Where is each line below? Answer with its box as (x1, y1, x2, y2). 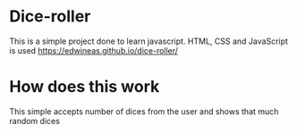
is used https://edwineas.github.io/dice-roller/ (9, 45, 179, 55)
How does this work (9, 77, 160, 97)
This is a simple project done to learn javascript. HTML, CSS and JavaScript (9, 36, 289, 46)
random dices (9, 115, 61, 126)
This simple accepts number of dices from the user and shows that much (9, 105, 279, 117)
